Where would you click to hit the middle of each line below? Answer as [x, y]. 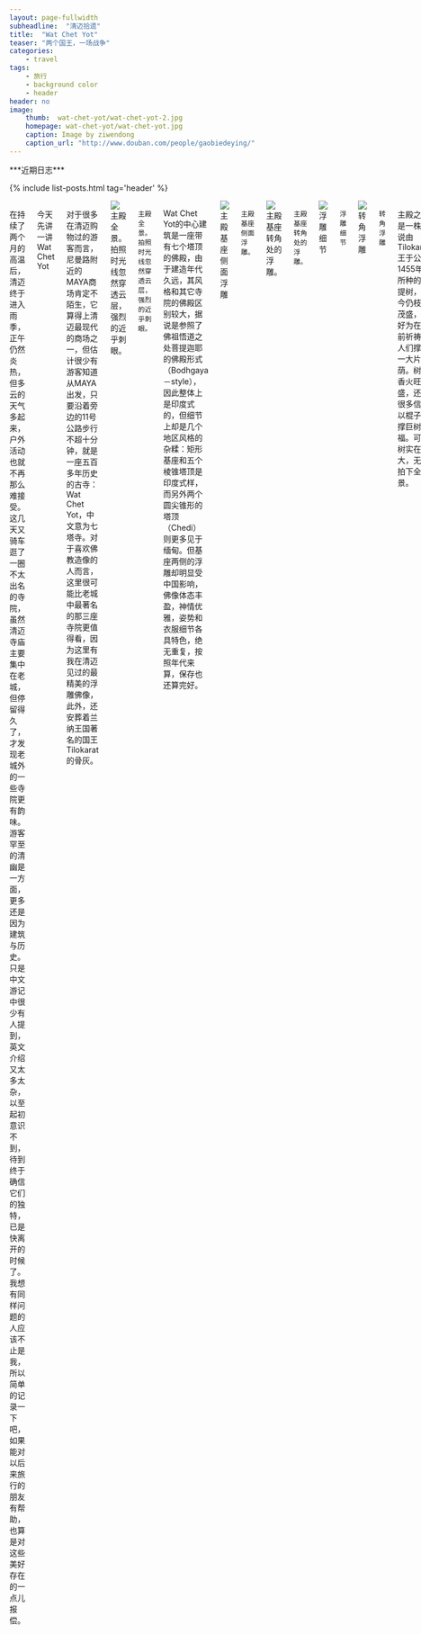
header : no [30, 101]
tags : [19, 68]
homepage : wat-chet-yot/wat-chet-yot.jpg [104, 127]
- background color [62, 85]
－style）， [182, 381]
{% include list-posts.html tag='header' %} [89, 188]
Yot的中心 [181, 224]
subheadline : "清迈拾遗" [55, 26]
